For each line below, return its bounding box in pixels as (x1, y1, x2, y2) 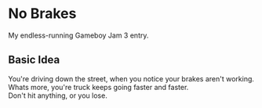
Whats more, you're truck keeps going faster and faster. (8, 82, 189, 92)
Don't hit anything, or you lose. (8, 91, 107, 100)
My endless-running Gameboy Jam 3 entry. (8, 31, 149, 40)
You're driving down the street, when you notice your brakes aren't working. (8, 74, 255, 83)
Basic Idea (8, 53, 60, 67)
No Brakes (8, 5, 77, 23)
